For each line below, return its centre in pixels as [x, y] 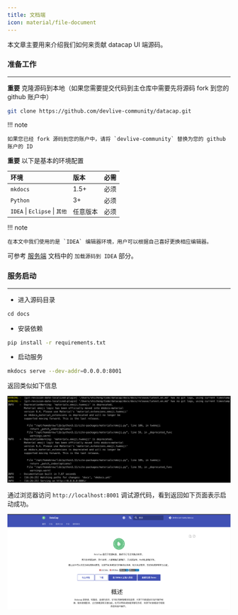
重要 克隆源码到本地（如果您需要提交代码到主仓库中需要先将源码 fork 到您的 [118, 88]
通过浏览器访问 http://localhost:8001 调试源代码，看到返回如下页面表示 [114, 495]
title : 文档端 [27, 15]
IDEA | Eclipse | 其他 [39, 211]
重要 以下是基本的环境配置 [45, 160]
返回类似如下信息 [32, 385]
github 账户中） [30, 96]
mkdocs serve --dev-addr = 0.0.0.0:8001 [64, 371]
